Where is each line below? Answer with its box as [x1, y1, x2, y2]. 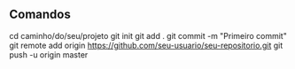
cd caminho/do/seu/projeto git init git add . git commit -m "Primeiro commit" [9, 30, 288, 41]
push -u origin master [9, 49, 89, 60]
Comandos [9, 7, 71, 22]
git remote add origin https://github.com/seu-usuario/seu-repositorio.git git [9, 40, 283, 50]
